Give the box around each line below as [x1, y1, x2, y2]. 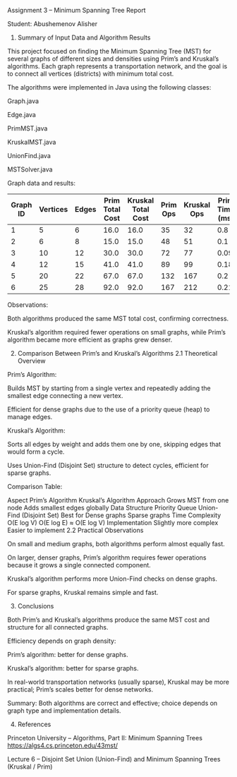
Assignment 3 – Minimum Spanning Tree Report [7, 6, 146, 14]
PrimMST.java [7, 124, 48, 133]
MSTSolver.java [7, 165, 53, 174]
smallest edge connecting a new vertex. [7, 392, 123, 399]
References [17, 720, 51, 728]
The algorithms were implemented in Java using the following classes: [7, 83, 212, 91]
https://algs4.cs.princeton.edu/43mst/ [7, 741, 119, 749]
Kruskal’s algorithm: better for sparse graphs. [7, 664, 139, 673]
